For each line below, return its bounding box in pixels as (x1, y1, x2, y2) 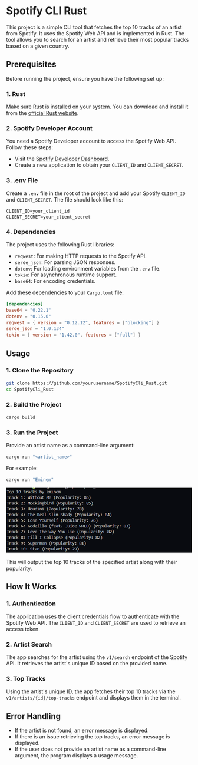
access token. (6, 625, 40, 632)
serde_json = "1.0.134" (6, 326, 65, 332)
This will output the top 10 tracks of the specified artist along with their (6, 559, 177, 566)
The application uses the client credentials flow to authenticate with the (6, 613, 180, 620)
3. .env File (6, 176, 38, 184)
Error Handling (6, 711, 61, 721)
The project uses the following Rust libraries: (6, 240, 115, 248)
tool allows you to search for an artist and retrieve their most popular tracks (6, 36, 189, 43)
